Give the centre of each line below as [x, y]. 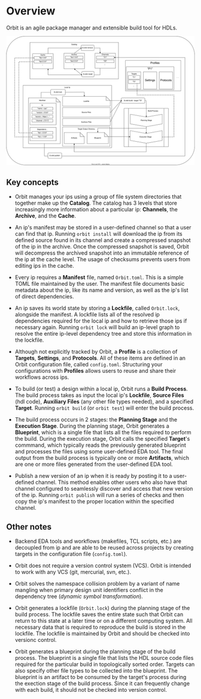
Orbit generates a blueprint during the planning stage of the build [95, 652]
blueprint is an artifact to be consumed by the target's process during [100, 677]
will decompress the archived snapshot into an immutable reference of [102, 253]
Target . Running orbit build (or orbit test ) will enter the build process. [104, 408]
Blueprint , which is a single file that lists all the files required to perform [103, 432]
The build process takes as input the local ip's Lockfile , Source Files [99, 395]
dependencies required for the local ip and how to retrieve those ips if [101, 321]
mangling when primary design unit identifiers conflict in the [89, 590]
